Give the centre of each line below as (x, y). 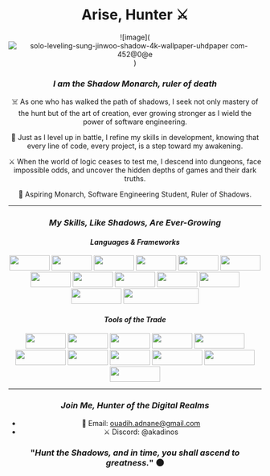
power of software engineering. (135, 122)
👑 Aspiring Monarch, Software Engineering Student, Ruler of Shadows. (135, 194)
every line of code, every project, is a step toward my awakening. (135, 146)
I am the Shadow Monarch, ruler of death (135, 84)
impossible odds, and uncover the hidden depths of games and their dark (135, 170)
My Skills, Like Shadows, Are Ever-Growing (135, 223)
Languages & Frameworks (135, 242)
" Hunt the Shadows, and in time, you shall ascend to (135, 453)
